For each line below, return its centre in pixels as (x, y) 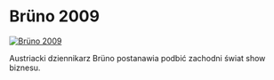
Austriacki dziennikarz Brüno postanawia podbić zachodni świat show (137, 58)
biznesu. (25, 68)
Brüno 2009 (55, 16)
